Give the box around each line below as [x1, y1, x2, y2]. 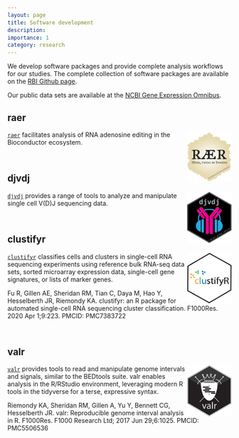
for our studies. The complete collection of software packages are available [7, 70, 229, 78]
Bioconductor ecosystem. [7, 137, 83, 146]
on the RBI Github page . [7, 77, 78, 85]
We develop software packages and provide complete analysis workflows [7, 62, 224, 71]
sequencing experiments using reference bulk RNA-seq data [7, 260, 185, 268]
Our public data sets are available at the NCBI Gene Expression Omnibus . [7, 91, 222, 100]
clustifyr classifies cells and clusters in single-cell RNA [7, 252, 173, 261]
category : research [7, 41, 65, 49]
